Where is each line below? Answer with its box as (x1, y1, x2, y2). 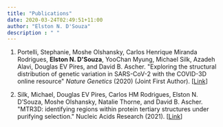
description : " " (7, 29, 60, 36)
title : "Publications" (7, 10, 72, 17)
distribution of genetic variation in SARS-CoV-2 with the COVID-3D (17, 70, 207, 78)
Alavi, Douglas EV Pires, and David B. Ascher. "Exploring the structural (17, 62, 217, 71)
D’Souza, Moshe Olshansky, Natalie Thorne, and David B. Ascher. (17, 97, 203, 106)
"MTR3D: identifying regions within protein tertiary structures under (17, 105, 209, 113)
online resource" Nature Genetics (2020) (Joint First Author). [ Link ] (17, 77, 208, 86)
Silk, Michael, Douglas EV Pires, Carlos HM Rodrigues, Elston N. (17, 91, 198, 99)
